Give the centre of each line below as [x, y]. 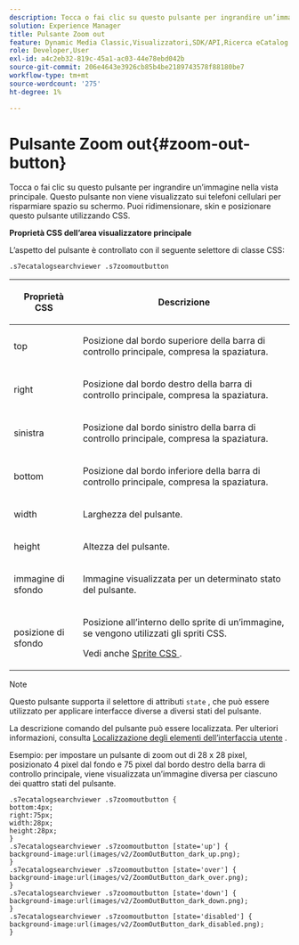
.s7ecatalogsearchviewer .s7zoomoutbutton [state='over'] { [123, 870]
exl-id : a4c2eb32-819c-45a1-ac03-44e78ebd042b [97, 59]
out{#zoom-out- [188, 144]
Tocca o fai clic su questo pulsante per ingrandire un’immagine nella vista [144, 187]
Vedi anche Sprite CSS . [133, 654]
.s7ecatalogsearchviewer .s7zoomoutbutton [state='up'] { [119, 847]
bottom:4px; [31, 808]
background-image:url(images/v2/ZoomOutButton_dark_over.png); [129, 878]
